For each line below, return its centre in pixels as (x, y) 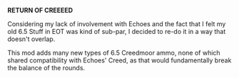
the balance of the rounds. (46, 68)
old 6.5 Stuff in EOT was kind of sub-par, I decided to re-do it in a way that (117, 32)
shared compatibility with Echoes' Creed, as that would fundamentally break (119, 60)
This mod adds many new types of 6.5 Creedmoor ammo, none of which (114, 53)
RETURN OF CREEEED (40, 10)
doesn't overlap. (31, 39)
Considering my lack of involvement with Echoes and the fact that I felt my (117, 24)
